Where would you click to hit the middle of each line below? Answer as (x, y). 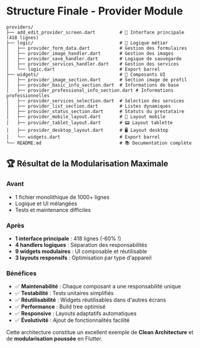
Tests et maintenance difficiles (53, 210)
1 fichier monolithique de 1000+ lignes (62, 197)
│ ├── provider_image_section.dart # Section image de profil (97, 79)
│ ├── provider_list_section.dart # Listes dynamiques (89, 106)
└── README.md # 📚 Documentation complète (99, 143)
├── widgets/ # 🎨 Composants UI (86, 74)
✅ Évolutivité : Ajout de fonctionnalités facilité (72, 320)
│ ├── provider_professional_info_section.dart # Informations (90, 90)
